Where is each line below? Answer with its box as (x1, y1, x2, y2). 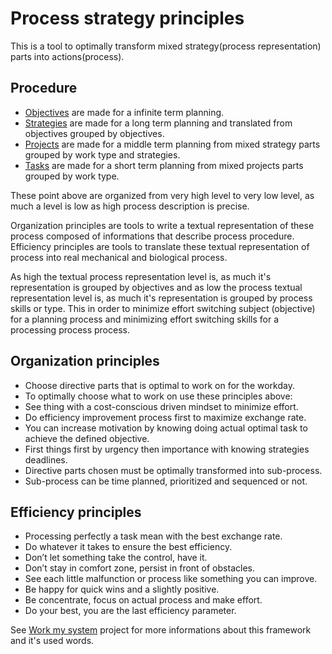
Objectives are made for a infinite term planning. (24, 106, 225, 118)
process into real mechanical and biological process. (10, 251, 228, 263)
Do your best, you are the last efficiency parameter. (24, 605, 237, 617)
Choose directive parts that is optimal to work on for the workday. (24, 379, 295, 391)
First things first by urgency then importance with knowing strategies (24, 443, 310, 455)
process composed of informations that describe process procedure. (10, 230, 295, 242)
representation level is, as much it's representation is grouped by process (10, 292, 313, 304)
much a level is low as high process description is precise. (10, 200, 250, 212)
